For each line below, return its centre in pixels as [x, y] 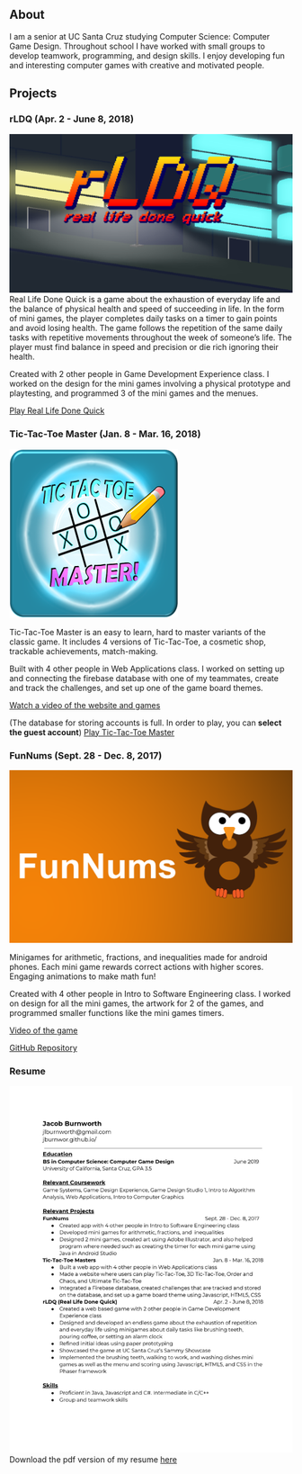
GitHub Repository [44, 1048]
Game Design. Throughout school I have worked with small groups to [137, 46]
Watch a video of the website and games [85, 705]
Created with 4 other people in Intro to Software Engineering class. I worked [150, 994]
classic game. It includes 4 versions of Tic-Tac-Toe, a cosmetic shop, [138, 642]
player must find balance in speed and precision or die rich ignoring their [144, 347]
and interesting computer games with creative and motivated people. [137, 65]
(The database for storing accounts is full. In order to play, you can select [146, 723]
